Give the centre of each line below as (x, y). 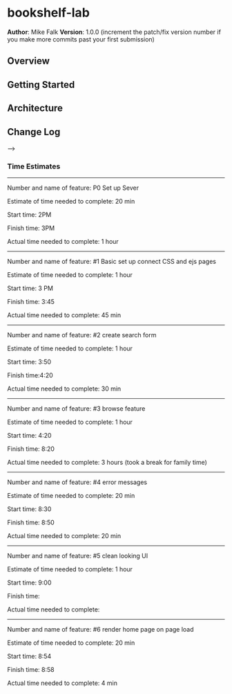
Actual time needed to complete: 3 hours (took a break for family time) (107, 463)
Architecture (35, 108)
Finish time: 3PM (31, 228)
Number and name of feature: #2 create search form (82, 335)
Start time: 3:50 (29, 362)
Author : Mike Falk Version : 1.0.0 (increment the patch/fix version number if (114, 32)
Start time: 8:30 (29, 509)
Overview (29, 61)
